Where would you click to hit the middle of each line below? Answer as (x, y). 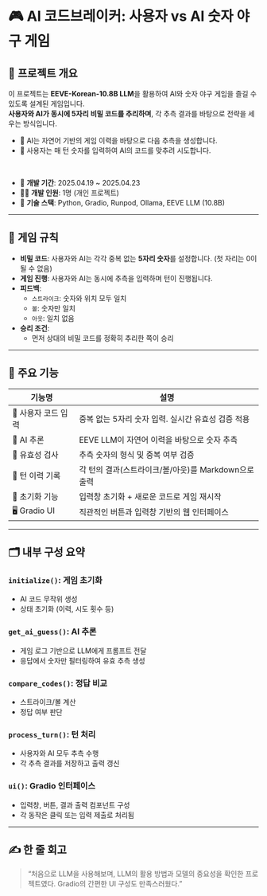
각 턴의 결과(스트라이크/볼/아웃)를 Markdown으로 (166, 469)
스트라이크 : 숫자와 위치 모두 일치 (79, 298)
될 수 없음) (36, 268)
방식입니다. (40, 123)
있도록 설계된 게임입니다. (46, 104)
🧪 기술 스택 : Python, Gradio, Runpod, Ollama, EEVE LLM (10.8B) (122, 203)
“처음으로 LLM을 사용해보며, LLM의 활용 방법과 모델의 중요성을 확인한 (135, 874)
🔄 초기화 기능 (35, 496)
